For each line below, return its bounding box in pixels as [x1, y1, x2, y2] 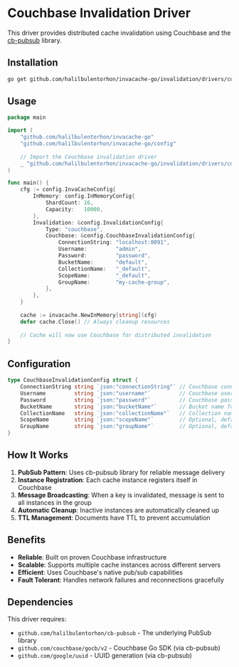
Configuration [7, 358, 71, 370]
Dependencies [7, 596, 73, 609]
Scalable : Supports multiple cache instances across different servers [17, 560, 221, 569]
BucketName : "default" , [58, 258, 148, 266]
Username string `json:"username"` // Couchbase [20, 390, 218, 397]
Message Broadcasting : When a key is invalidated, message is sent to [17, 491, 225, 499]
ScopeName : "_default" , [58, 272, 152, 279]
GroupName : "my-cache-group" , [58, 279, 171, 286]
